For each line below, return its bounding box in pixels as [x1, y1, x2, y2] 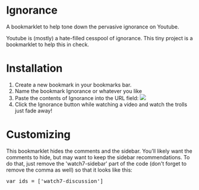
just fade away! [14, 107, 52, 114]
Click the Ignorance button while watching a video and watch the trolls [14, 101, 188, 108]
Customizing [6, 128, 71, 141]
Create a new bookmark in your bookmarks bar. [14, 81, 132, 88]
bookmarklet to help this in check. [6, 41, 89, 48]
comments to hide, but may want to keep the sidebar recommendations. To [6, 153, 190, 160]
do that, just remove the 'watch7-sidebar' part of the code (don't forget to [6, 160, 187, 167]
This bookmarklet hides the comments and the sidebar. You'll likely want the [6, 147, 193, 154]
